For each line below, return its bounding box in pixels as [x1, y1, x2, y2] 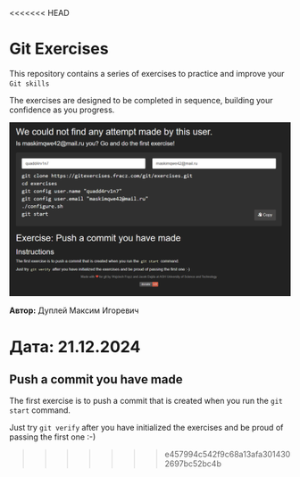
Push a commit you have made [9, 372, 183, 387]
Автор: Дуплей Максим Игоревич [9, 305, 139, 316]
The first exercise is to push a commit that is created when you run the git [9, 396, 283, 407]
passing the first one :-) [9, 432, 96, 442]
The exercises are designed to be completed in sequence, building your [9, 95, 273, 105]
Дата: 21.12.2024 [9, 336, 141, 357]
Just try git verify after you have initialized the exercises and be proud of [9, 423, 284, 433]
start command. [9, 405, 71, 415]
